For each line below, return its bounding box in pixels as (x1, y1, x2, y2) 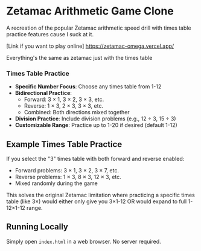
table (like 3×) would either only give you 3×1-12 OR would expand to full (6, 198, 187, 205)
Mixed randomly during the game (14, 180, 98, 187)
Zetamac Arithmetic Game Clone (6, 4, 174, 18)
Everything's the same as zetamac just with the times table (6, 54, 153, 61)
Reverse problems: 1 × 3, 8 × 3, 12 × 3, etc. (14, 174, 122, 181)
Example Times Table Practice (6, 139, 123, 149)
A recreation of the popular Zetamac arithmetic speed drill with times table (6, 24, 191, 31)
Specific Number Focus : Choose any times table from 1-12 (14, 83, 162, 90)
